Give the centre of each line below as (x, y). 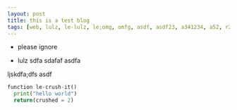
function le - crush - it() (42, 87)
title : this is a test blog (49, 20)
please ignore (37, 47)
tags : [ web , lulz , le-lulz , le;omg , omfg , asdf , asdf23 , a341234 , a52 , (115, 27)
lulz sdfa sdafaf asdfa (49, 61)
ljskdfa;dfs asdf (30, 74)
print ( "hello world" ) (45, 94)
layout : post (26, 14)
